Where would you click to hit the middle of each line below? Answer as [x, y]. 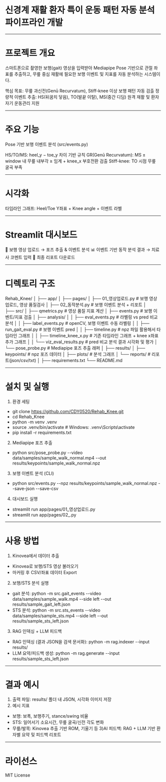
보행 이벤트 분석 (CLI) [33, 473]
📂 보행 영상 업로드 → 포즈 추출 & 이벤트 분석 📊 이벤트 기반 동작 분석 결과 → [78, 249]
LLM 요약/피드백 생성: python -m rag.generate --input [66, 653]
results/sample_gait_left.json [41, 604]
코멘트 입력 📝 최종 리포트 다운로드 [43, 257]
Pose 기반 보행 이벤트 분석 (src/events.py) [47, 144]
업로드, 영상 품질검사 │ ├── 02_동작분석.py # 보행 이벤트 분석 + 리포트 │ [76, 305]
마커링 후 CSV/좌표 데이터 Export [44, 572]
